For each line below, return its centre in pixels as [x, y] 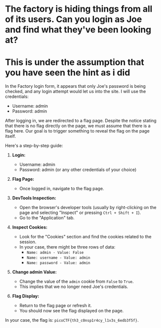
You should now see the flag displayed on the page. [71, 311]
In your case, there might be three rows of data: [67, 247]
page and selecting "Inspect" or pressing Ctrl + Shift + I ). [80, 212]
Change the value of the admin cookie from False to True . [77, 282]
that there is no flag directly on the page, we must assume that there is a [78, 126]
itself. [10, 136]
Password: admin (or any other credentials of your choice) [78, 170]
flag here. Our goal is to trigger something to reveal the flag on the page [77, 131]
